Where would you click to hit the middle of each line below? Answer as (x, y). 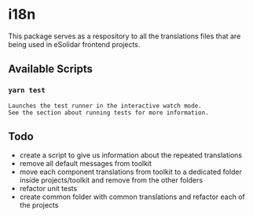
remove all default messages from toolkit (85, 164)
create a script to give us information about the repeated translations (130, 155)
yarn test (27, 90)
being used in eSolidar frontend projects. (74, 44)
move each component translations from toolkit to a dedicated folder (130, 172)
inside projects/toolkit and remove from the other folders (111, 180)
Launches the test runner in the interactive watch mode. (105, 106)
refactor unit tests (48, 189)
